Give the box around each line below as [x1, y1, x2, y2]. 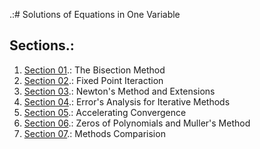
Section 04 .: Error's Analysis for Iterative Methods [23, 95, 231, 108]
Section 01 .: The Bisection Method [23, 64, 166, 76]
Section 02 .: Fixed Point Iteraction [23, 74, 164, 86]
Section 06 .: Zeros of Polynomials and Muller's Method [23, 117, 251, 129]
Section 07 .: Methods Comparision [23, 127, 166, 139]
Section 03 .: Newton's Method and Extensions [23, 85, 216, 97]
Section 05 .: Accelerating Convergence [23, 106, 187, 118]
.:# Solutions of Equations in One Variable [9, 9, 181, 20]
